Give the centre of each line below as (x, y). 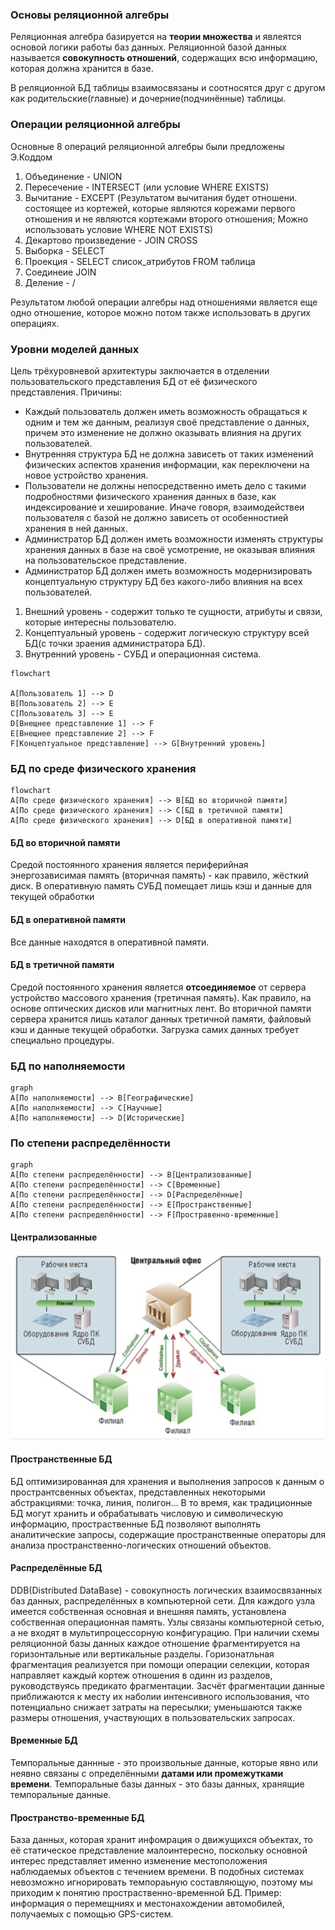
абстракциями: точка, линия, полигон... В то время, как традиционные (161, 1502)
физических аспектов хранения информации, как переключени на (167, 464)
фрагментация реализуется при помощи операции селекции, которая (160, 1664)
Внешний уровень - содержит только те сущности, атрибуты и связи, (173, 611)
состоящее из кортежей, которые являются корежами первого (160, 208)
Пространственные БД (61, 1459)
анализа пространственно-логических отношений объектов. (141, 1545)
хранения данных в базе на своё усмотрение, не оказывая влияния (169, 549)
